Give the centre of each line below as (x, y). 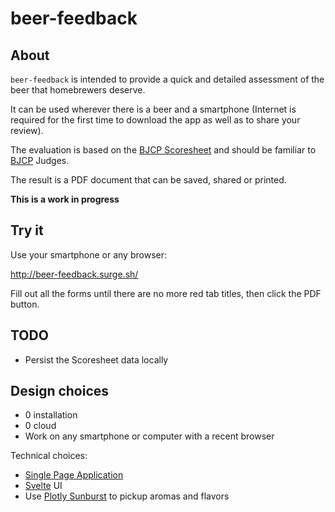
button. (25, 304)
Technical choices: (49, 456)
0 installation (51, 415)
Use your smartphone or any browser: (88, 254)
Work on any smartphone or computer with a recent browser (149, 436)
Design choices (60, 391)
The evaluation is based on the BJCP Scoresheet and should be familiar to (163, 150)
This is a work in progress (65, 199)
